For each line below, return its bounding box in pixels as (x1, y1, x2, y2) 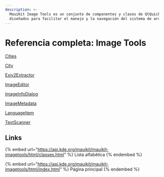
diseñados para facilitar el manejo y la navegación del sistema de (9, 16, 152, 21)
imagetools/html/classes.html (5, 152, 64, 157)
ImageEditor (5, 81, 30, 88)
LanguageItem (5, 110, 34, 116)
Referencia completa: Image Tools (5, 37, 146, 48)
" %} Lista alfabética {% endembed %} (64, 152, 143, 157)
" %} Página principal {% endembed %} (60, 166, 140, 172)
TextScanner (5, 119, 31, 125)
